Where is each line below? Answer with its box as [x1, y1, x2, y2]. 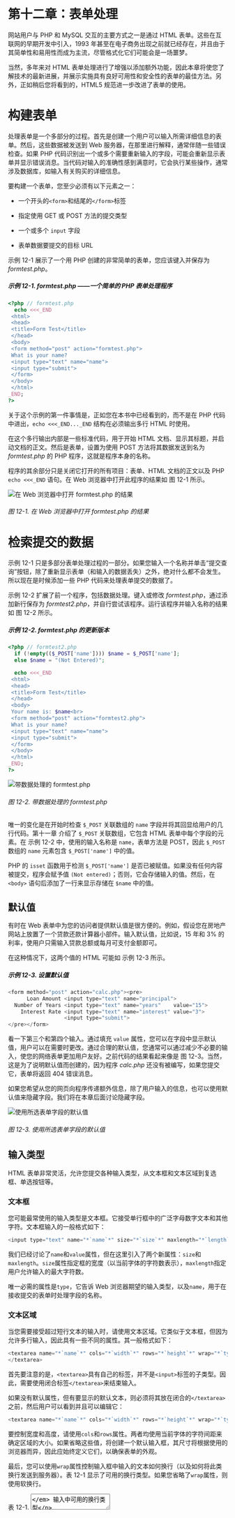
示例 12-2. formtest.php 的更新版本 [8, 625, 110, 634]
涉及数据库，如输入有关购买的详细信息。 [8, 167, 124, 175]
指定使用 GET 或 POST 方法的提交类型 [17, 211, 128, 220]
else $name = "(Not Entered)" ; [14, 657, 105, 664]
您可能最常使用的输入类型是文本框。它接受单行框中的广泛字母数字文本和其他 [8, 1214, 228, 1222]
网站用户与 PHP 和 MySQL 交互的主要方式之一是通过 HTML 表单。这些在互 [8, 31, 222, 39]
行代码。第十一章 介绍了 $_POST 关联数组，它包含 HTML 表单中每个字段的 [8, 829, 218, 838]
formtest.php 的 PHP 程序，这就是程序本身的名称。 [8, 452, 155, 460]
